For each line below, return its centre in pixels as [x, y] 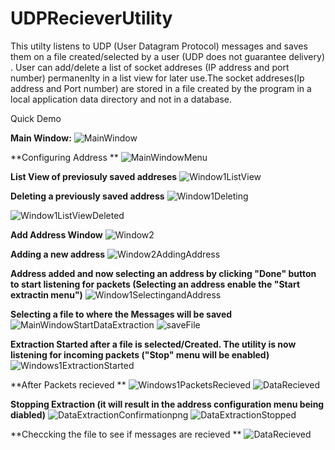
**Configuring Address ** [64, 157]
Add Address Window [56, 234]
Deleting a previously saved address [87, 196]
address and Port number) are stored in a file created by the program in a [161, 88]
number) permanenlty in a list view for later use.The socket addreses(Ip [157, 78]
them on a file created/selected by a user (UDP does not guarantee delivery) [167, 56]
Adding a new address [58, 254]
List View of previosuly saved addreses [94, 176]
